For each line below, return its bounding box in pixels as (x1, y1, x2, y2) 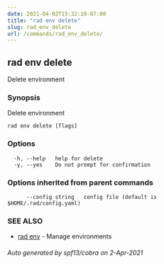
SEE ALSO (7, 216, 43, 226)
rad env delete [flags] (7, 122, 78, 130)
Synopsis (7, 93, 40, 103)
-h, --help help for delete (13, 155, 103, 162)
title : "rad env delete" (7, 17, 81, 24)
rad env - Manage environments (17, 232, 112, 241)
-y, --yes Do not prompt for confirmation (13, 161, 151, 168)
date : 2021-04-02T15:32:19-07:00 (7, 10, 106, 18)
